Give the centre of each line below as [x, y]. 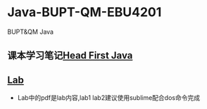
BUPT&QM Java [31, 32]
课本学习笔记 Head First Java [70, 56]
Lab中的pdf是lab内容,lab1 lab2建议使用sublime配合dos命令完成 [109, 98]
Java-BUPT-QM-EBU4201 [84, 12]
